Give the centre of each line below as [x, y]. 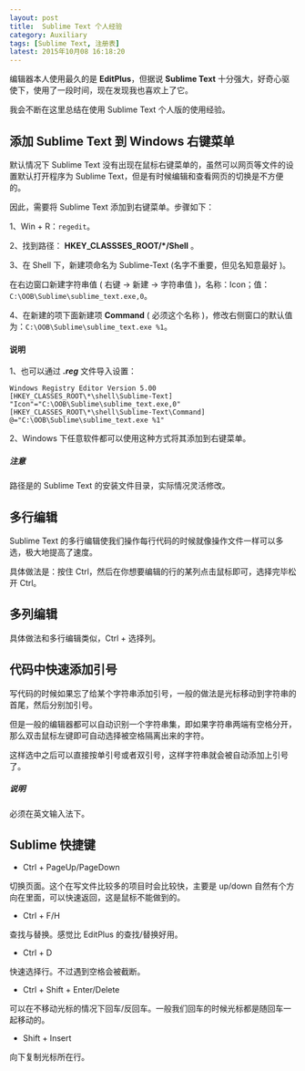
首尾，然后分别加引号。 [53, 705]
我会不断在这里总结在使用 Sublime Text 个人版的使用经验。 [120, 109]
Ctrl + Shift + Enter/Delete [71, 990]
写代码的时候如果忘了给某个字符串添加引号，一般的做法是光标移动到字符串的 [153, 693]
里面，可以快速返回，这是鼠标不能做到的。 [105, 898]
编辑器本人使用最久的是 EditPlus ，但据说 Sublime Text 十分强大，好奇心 [146, 79]
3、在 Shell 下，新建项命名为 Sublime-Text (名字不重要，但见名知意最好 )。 [150, 264]
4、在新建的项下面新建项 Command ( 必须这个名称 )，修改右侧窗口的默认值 [151, 314]
